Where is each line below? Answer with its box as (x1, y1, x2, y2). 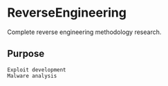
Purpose (7, 48, 45, 60)
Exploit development (7, 66, 67, 74)
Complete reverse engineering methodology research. (7, 28, 162, 36)
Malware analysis (7, 72, 57, 79)
